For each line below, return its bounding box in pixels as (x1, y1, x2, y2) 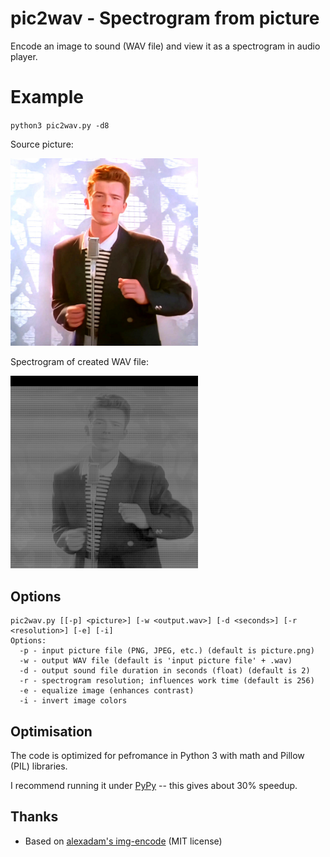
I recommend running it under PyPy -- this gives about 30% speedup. (10, 779, 298, 791)
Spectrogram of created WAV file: (10, 355, 149, 367)
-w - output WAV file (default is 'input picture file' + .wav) (19, 656, 293, 666)
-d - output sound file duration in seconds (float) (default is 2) (19, 666, 311, 676)
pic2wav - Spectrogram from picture (10, 7, 320, 30)
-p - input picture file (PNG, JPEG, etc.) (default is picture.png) (19, 646, 315, 656)
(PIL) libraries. (10, 760, 68, 772)
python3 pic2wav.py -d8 (10, 120, 110, 131)
